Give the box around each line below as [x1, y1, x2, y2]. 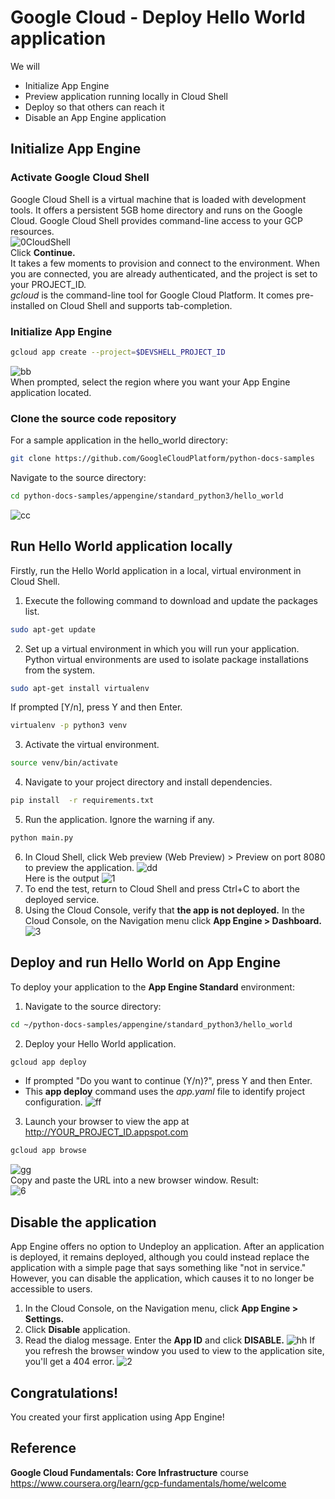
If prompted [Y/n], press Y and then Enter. [10, 701, 183, 713]
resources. [10, 225, 55, 237]
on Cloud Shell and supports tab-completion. [47, 299, 233, 311]
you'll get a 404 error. [24, 1356, 115, 1368]
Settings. [24, 1313, 65, 1325]
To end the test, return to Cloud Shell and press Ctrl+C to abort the [24, 882, 300, 895]
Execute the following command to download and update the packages [24, 594, 318, 606]
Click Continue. [10, 246, 76, 258]
